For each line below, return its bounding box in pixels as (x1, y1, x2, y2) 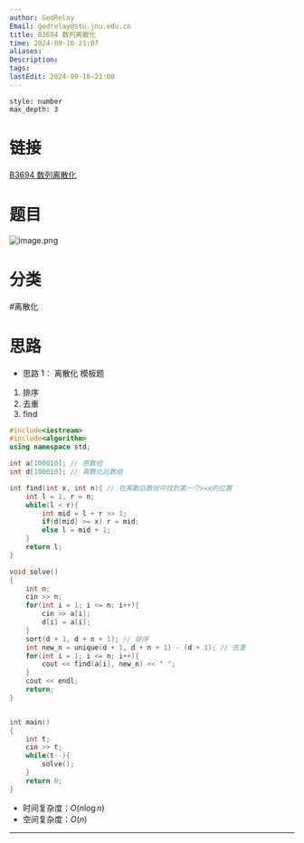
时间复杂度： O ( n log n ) (22, 802, 105, 813)
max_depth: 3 (9, 105, 59, 114)
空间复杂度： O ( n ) (22, 813, 88, 824)
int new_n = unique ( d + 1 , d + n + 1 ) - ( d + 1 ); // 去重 (25, 643, 246, 652)
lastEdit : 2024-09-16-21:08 (9, 72, 116, 81)
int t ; (25, 734, 51, 744)
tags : (9, 64, 30, 73)
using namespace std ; (9, 442, 91, 452)
